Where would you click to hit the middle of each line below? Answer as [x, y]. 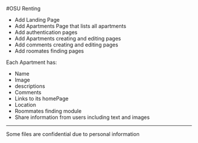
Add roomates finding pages [49, 51]
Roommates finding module [48, 111]
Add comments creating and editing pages [66, 45]
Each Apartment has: [32, 62]
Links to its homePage [42, 98]
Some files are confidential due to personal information [73, 134]
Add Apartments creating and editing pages [68, 38]
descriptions [30, 86]
